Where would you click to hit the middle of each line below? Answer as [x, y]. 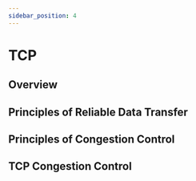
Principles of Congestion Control [92, 139]
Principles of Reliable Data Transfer [98, 112]
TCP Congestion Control [70, 166]
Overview [33, 85]
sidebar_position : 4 [43, 16]
